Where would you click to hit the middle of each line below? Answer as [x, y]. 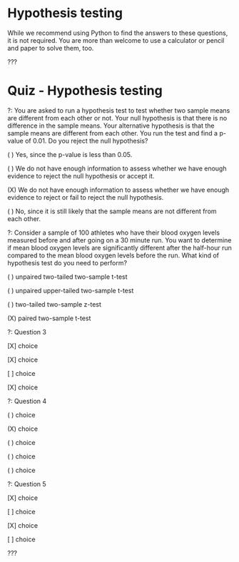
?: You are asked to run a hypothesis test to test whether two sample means [119, 110]
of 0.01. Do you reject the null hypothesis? [86, 140]
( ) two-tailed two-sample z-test [55, 304]
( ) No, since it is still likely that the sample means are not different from [112, 211]
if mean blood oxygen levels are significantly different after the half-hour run [119, 247]
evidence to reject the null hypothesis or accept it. [81, 175]
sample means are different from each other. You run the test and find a [113, 133]
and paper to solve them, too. [51, 48]
